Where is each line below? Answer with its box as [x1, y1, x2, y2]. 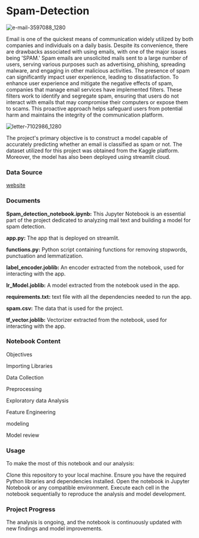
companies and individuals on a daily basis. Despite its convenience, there [6, 42, 188, 49]
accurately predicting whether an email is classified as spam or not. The [6, 140, 182, 148]
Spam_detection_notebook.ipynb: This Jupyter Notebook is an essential [6, 210, 186, 217]
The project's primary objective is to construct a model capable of [6, 134, 168, 141]
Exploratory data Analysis [6, 397, 69, 404]
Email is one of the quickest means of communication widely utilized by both [6, 35, 194, 42]
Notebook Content [6, 337, 61, 346]
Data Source [6, 168, 43, 176]
